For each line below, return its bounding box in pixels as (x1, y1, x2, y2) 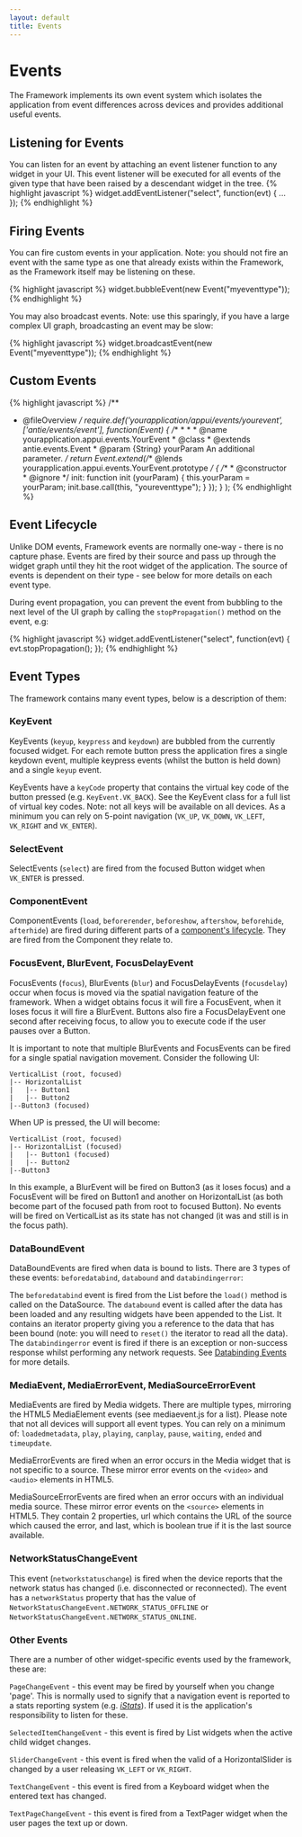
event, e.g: (9, 615, 49, 626)
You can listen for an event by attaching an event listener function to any (9, 159, 278, 170)
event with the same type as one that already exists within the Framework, (9, 257, 285, 268)
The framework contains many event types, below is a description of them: (9, 693, 288, 703)
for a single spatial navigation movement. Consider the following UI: (9, 1052, 260, 1062)
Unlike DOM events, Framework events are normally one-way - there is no (9, 541, 284, 551)
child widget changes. (9, 1736, 92, 1747)
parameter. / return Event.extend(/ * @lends (22, 453, 183, 463)
